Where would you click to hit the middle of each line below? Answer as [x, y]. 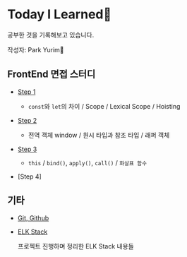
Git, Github [33, 217]
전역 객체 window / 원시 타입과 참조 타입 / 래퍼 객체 [99, 135]
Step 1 [26, 92]
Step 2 [27, 120]
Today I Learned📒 [59, 14]
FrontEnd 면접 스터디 [52, 74]
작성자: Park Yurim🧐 [36, 49]
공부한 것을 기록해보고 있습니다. [51, 35]
